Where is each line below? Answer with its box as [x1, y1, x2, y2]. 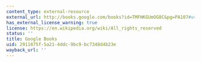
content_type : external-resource [6, 8, 90, 15]
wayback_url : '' [6, 47, 47, 53]
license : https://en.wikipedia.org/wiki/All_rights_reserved [6, 25, 162, 31]
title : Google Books [6, 36, 58, 42]
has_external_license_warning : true [6, 19, 98, 25]
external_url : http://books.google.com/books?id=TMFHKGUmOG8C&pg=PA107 [6, 14, 188, 20]
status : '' [6, 31, 33, 37]
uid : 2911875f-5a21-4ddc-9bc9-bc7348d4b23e [6, 42, 117, 48]
